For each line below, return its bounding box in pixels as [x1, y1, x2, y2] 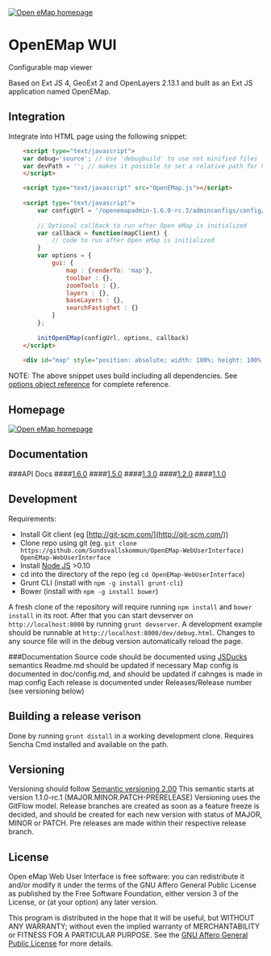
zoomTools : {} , [65, 281, 121, 289]
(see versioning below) [8, 686, 85, 696]
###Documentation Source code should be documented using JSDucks [8, 651, 248, 661]
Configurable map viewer [8, 62, 93, 72]
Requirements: [8, 513, 56, 523]
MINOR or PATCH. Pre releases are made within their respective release [8, 818, 247, 828]
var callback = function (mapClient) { [37, 229, 168, 237]
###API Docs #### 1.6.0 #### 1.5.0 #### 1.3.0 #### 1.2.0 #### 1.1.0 [8, 468, 227, 479]
